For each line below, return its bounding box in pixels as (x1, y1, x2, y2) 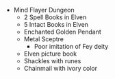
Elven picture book (23, 49, 77, 58)
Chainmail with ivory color (23, 65, 98, 72)
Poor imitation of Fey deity (34, 43, 109, 50)
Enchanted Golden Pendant (23, 27, 101, 36)
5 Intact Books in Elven (23, 21, 89, 28)
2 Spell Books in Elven (23, 13, 87, 21)
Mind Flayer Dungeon (13, 6, 75, 14)
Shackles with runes (23, 57, 81, 65)
